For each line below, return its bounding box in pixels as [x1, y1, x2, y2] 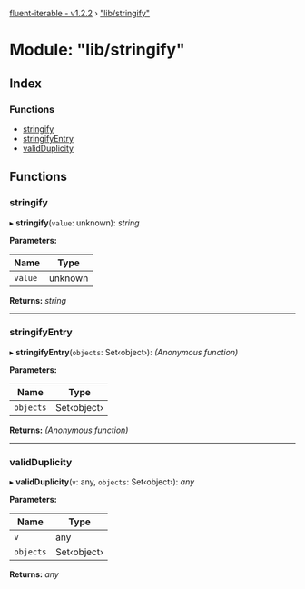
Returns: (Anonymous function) [9, 424, 129, 435]
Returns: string [9, 294, 66, 305]
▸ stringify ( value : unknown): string [9, 217, 140, 228]
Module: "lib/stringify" [9, 40, 185, 60]
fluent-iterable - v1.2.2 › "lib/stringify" [9, 8, 151, 18]
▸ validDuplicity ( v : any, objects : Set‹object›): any [9, 476, 195, 487]
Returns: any [9, 569, 59, 580]
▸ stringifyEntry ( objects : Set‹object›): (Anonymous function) [9, 346, 239, 357]
